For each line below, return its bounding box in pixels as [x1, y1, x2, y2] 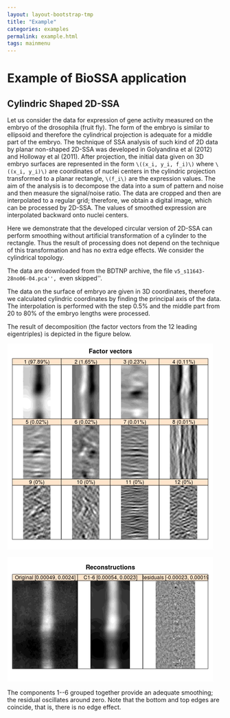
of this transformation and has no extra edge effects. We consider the [7, 246, 205, 254]
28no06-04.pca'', [7, 276, 57, 282]
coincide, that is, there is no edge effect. [7, 703, 122, 711]
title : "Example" [7, 18, 57, 25]
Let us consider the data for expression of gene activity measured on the [7, 116, 214, 124]
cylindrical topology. [7, 254, 65, 262]
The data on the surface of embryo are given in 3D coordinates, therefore [7, 287, 215, 295]
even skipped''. [59, 274, 103, 282]
